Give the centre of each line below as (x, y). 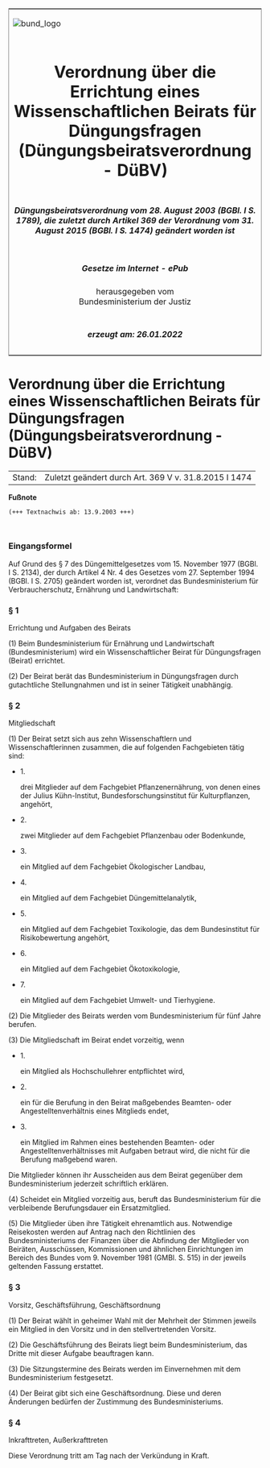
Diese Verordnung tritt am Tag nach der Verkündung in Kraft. (109, 1455)
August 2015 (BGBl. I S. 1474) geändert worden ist (135, 231)
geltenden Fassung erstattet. (56, 1266)
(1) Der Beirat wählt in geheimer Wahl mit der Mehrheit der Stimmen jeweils (133, 1320)
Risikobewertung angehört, (65, 938)
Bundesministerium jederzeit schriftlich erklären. (88, 1183)
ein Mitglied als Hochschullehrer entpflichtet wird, (102, 1071)
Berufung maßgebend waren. (69, 1159)
